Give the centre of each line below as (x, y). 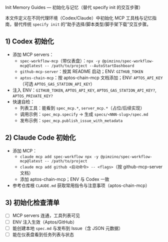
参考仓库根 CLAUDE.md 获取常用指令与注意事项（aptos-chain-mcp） (81, 185)
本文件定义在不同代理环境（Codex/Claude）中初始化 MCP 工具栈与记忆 (79, 18)
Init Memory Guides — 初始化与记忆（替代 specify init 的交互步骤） (74, 7)
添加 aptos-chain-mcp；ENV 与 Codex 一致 (64, 179)
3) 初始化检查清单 (32, 203)
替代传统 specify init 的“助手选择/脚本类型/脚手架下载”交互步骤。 (82, 24)
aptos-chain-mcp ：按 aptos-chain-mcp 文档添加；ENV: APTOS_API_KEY (91, 77)
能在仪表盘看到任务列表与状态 (43, 234)
